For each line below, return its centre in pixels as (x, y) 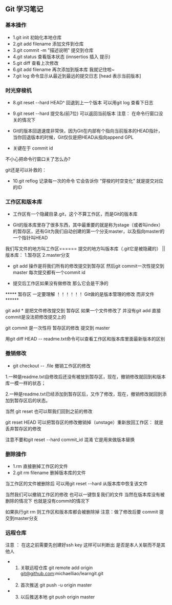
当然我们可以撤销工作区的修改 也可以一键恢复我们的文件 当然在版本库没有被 (85, 494)
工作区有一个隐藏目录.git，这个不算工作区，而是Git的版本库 (75, 214)
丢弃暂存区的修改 (23, 428)
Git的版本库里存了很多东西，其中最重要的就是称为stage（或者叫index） (88, 225)
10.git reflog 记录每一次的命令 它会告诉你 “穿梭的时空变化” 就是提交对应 (88, 181)
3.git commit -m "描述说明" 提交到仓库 (53, 50)
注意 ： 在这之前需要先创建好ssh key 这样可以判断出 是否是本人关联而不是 (83, 545)
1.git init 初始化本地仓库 (37, 37)
